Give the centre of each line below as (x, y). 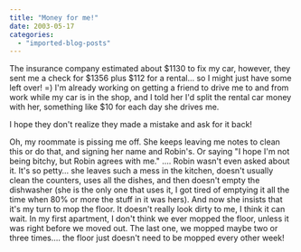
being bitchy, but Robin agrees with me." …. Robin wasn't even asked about (150, 161)
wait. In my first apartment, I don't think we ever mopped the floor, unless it (149, 219)
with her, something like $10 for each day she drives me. (114, 107)
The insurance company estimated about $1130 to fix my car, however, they (150, 69)
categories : (32, 34)
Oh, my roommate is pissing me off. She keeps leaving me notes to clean (145, 142)
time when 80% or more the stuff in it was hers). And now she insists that (146, 200)
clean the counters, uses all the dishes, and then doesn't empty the (135, 181)
